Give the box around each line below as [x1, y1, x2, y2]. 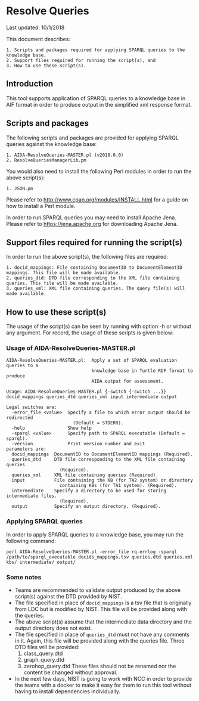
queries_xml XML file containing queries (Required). [11, 472, 159, 478]
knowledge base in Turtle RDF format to [91, 368, 194, 374]
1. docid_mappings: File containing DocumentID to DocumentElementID [6, 265, 183, 271]
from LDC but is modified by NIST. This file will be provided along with [14, 606, 188, 613]
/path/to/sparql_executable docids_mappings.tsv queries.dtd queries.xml [6, 554, 194, 560]
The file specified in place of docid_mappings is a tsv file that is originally [14, 599, 192, 606]
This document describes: [6, 35, 70, 42]
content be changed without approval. [23, 669, 118, 676]
